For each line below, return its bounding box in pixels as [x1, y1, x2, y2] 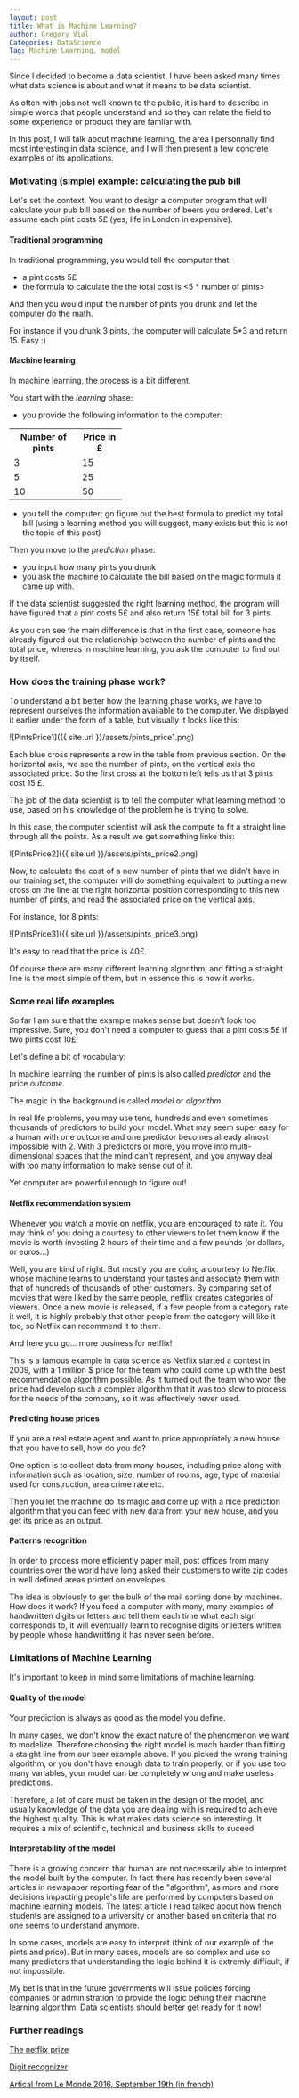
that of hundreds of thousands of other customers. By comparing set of [9, 1282, 271, 1293]
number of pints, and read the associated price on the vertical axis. [9, 894, 255, 905]
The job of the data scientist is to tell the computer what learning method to [9, 795, 286, 805]
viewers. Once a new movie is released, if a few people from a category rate [9, 1301, 289, 1312]
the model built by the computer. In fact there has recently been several [9, 1872, 271, 1883]
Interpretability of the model [9, 1843, 116, 1854]
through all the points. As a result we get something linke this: [9, 831, 236, 842]
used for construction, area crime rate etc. [9, 1478, 165, 1490]
